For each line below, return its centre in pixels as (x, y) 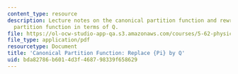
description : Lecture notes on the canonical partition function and (112, 20)
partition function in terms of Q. (66, 27)
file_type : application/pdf (49, 40)
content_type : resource (42, 14)
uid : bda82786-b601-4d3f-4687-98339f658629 (73, 60)
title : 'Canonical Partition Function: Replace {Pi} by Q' (96, 54)
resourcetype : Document (42, 47)
